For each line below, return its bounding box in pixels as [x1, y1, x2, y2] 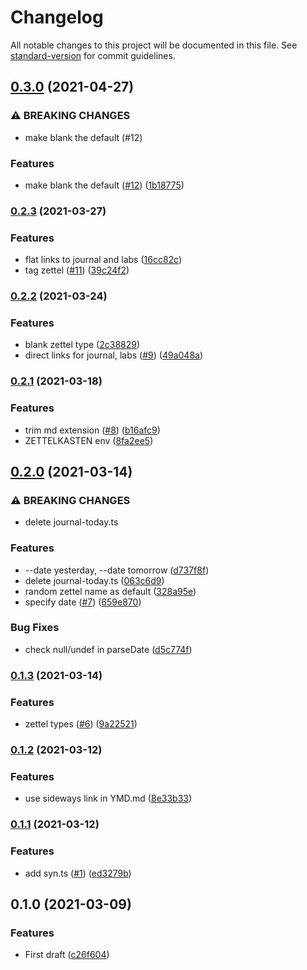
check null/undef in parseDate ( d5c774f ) [24, 643, 193, 655]
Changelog [10, 6, 104, 29]
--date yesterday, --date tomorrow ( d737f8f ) [24, 564, 210, 576]
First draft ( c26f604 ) [24, 949, 110, 961]
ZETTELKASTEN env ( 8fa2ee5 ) [24, 434, 154, 446]
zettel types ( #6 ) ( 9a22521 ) [24, 718, 138, 730]
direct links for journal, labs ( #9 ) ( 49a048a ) [24, 349, 204, 361]
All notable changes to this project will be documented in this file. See [10, 39, 298, 51]
